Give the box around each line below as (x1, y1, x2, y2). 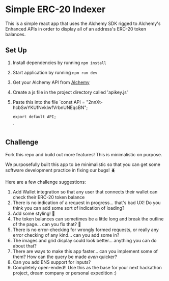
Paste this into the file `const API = (12, 99, 86, 105)
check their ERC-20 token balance (12, 194, 85, 200)
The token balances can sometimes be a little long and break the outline (12, 215, 164, 222)
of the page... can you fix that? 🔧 (12, 221, 81, 227)
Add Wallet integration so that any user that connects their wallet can (12, 188, 158, 194)
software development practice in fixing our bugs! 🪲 (5, 167, 116, 173)
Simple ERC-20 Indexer (5, 4, 106, 15)
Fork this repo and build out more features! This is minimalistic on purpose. (5, 151, 162, 157)
